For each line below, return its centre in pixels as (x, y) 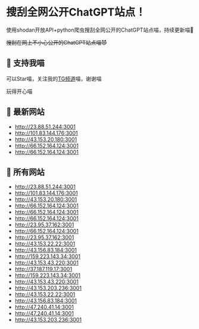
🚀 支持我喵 (25, 63)
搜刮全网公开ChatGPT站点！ (76, 12)
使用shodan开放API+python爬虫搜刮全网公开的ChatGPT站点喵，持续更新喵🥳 (100, 30)
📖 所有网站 (25, 172)
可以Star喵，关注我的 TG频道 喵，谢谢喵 (54, 79)
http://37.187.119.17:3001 (43, 269)
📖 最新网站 (25, 112)
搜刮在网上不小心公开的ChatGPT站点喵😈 (57, 42)
